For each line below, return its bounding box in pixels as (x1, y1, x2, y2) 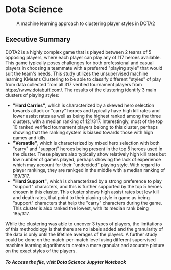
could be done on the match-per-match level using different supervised (5, 236, 156, 243)
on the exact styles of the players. (5, 248, 77, 254)
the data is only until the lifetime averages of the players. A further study (5, 231, 157, 237)
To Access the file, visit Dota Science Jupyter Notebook (5, 259, 126, 265)
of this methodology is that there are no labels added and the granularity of (5, 226, 163, 232)
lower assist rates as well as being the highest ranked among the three (12, 113, 161, 119)
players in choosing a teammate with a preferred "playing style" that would (5, 65, 163, 71)
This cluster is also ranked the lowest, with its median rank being (12, 205, 149, 211)
